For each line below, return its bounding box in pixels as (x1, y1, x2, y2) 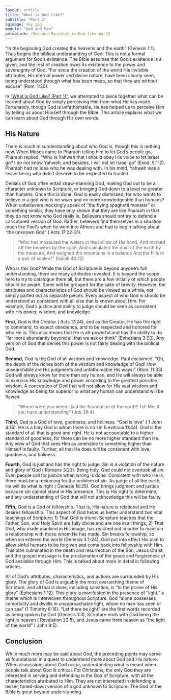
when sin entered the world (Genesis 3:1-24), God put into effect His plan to (5, 536, 164, 542)
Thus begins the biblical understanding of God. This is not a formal (5, 51, 146, 57)
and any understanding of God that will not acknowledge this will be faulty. (5, 494, 162, 500)
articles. (5, 563, 22, 570)
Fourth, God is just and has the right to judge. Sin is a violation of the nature (5, 461, 164, 468)
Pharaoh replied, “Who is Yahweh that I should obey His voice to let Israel (5, 154, 159, 160)
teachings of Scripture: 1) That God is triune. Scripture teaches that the (5, 515, 154, 521)
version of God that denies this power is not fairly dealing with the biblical (5, 340, 159, 346)
